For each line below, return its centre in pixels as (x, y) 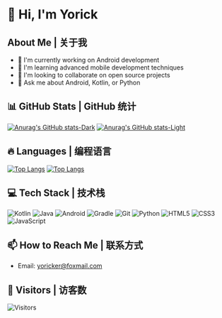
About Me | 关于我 (47, 42)
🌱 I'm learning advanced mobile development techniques (100, 67)
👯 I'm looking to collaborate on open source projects (94, 75)
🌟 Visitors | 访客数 (47, 290)
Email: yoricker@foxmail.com (60, 266)
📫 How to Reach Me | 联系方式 (75, 245)
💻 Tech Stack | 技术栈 (56, 193)
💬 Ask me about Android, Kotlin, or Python (79, 82)
